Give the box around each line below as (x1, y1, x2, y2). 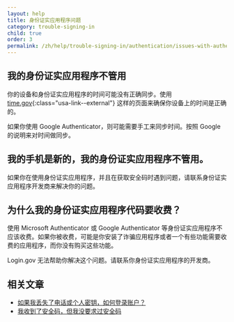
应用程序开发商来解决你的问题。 (7, 182, 99, 190)
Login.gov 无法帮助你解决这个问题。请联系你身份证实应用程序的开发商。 (7, 256, 214, 265)
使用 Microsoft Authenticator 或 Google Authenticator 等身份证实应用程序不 (7, 224, 223, 232)
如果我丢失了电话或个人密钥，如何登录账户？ (17, 298, 146, 307)
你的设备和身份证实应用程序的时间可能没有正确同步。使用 (7, 90, 172, 98)
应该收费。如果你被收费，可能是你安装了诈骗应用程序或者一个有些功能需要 (7, 233, 221, 241)
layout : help (7, 10, 45, 17)
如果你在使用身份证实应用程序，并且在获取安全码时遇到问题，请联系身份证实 (7, 173, 227, 181)
